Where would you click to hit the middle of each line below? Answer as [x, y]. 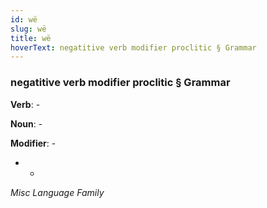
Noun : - [26, 123]
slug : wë [28, 29]
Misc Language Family [57, 192]
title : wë [31, 38]
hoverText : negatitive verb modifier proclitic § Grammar [133, 47]
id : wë [24, 19]
